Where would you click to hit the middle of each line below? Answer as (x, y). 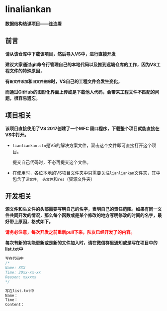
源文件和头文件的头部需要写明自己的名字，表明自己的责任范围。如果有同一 (81, 209)
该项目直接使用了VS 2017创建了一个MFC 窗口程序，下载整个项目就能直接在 (83, 128)
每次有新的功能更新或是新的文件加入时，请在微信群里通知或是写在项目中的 (81, 243)
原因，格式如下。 (36, 222)
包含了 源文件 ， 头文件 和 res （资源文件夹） (54, 179)
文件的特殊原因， (27, 70)
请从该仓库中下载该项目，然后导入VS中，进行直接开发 (60, 54)
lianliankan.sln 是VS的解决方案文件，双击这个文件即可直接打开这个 (82, 145)
